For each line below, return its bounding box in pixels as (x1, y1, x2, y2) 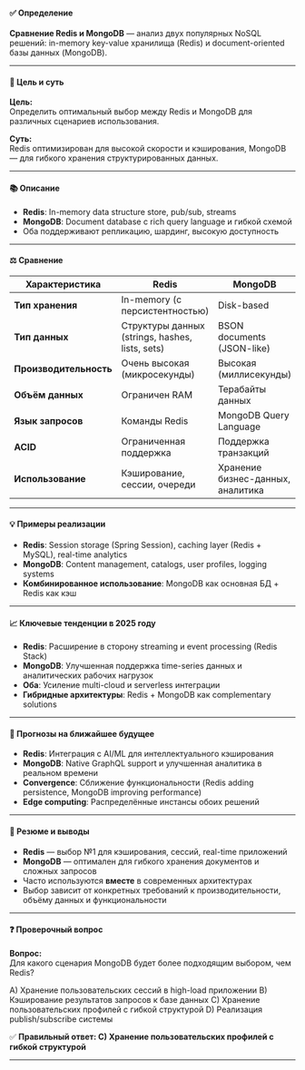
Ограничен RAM (121, 388, 193, 401)
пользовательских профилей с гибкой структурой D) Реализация (9, 1004, 263, 1015)
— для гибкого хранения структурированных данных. (9, 152, 219, 163)
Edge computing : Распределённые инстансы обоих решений (22, 797, 261, 808)
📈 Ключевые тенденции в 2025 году (9, 617, 156, 628)
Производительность (14, 362, 113, 375)
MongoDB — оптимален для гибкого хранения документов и (22, 856, 260, 867)
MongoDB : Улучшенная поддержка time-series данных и (22, 661, 242, 672)
